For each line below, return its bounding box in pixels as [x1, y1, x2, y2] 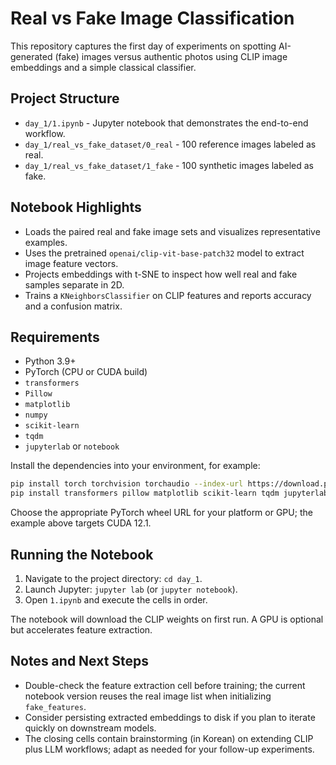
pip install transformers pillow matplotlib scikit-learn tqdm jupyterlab [10, 488, 329, 499]
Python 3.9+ [24, 355, 77, 367]
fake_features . [24, 700, 87, 712]
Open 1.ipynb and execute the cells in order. [24, 593, 208, 606]
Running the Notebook [10, 546, 154, 563]
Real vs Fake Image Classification [10, 7, 295, 30]
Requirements [10, 328, 100, 346]
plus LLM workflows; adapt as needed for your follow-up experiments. [24, 743, 315, 755]
